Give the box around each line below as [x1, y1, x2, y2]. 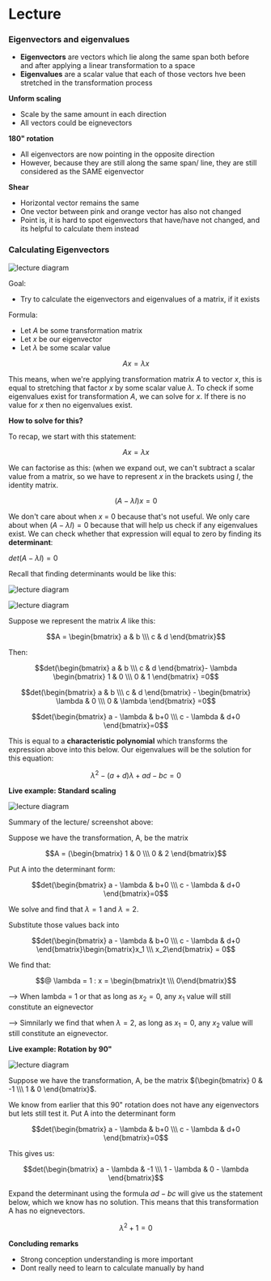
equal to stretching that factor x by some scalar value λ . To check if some [8, 383, 254, 392]
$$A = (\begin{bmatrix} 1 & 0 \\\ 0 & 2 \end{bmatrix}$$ [44, 849, 227, 859]
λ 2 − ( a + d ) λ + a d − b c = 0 [90, 769, 182, 780]
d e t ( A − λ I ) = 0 [8, 553, 58, 563]
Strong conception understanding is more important [19, 1254, 194, 1264]
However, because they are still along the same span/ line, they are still [19, 158, 257, 168]
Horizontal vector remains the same [19, 198, 140, 208]
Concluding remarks [8, 1238, 79, 1249]
